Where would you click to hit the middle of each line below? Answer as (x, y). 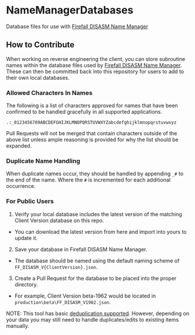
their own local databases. (38, 77)
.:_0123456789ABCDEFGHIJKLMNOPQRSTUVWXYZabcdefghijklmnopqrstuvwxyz (91, 123)
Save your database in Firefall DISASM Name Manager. (81, 249)
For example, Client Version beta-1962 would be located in (85, 296)
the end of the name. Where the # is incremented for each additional (88, 180)
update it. (26, 238)
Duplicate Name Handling (43, 160)
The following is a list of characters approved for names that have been (92, 105)
